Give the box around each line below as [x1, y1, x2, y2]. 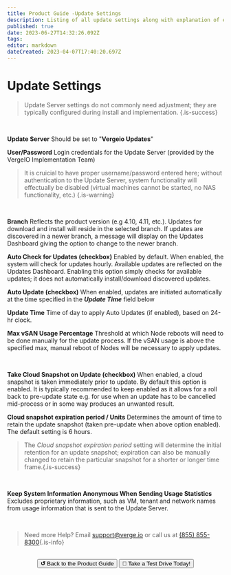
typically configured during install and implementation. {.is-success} [23, 108, 218, 116]
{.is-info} [38, 538, 65, 546]
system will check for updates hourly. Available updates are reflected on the [7, 259, 222, 268]
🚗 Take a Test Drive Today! [122, 560, 191, 567]
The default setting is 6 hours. [7, 427, 93, 435]
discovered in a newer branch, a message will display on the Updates [7, 232, 204, 240]
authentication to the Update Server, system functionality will [23, 176, 197, 184]
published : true [7, 23, 54, 30]
